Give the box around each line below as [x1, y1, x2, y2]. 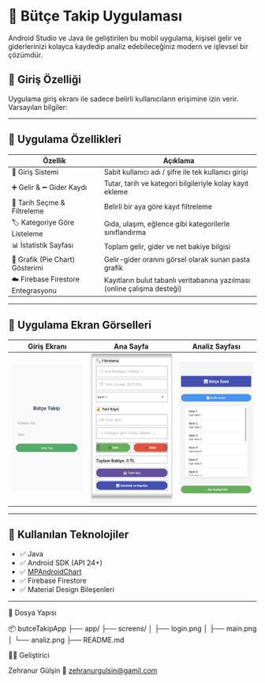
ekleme [103, 187, 129, 196]
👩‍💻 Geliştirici [8, 650, 50, 659]
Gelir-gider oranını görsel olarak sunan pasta [103, 255, 251, 264]
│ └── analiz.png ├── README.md [8, 635, 125, 644]
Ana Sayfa [114, 341, 149, 351]
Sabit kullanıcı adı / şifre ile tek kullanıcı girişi [103, 168, 248, 177]
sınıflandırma [103, 227, 147, 236]
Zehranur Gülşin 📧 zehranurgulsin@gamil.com [8, 666, 158, 675]
